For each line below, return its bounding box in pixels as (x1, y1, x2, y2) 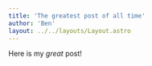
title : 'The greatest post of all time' (8, 11, 146, 20)
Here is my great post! (8, 49, 83, 59)
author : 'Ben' (8, 19, 56, 27)
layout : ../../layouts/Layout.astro (8, 27, 131, 35)
